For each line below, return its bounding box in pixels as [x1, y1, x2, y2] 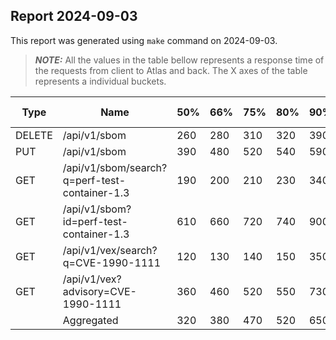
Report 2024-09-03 [10, 8, 138, 25]
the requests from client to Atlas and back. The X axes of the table [34, 64, 308, 76]
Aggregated [62, 313, 119, 327]
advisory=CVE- [62, 284, 137, 298]
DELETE [15, 128, 53, 142]
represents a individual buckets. [34, 75, 167, 87]
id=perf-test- [62, 214, 128, 228]
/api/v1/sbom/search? [62, 160, 168, 174]
